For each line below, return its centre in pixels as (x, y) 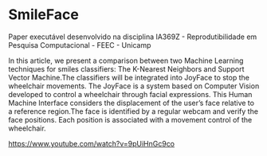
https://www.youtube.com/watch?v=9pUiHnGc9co (92, 143)
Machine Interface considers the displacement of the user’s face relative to (132, 103)
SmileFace (44, 15)
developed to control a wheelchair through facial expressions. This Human (130, 94)
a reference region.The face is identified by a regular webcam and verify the (133, 111)
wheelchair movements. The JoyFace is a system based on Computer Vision (134, 86)
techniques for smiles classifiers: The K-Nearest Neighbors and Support (126, 68)
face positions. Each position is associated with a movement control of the (130, 119)
